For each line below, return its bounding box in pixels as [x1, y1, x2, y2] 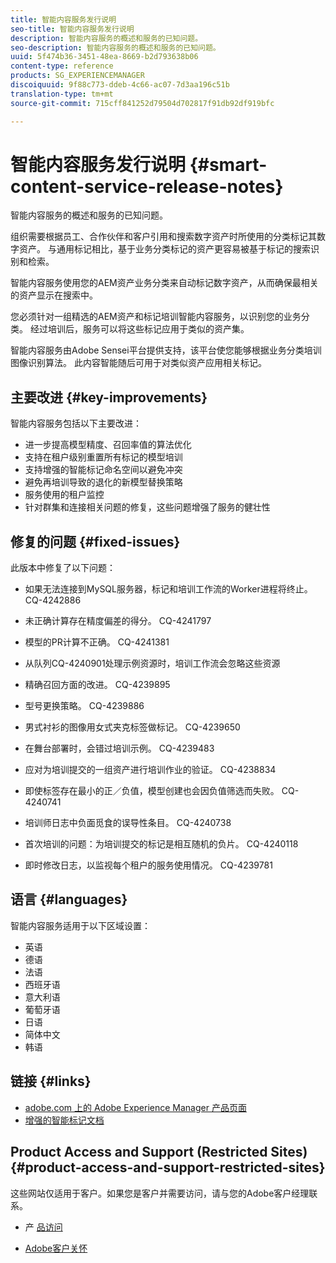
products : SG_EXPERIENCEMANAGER [10, 71, 145, 81]
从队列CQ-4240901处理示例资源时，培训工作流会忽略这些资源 [24, 657, 281, 670]
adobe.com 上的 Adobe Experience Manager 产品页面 [24, 1101, 247, 1113]
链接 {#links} [10, 1073, 92, 1090]
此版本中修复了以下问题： [10, 562, 116, 574]
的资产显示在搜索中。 [10, 289, 98, 301]
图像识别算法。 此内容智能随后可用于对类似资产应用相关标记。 [10, 357, 267, 369]
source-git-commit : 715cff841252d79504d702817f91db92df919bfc [10, 98, 275, 108]
